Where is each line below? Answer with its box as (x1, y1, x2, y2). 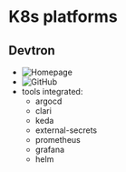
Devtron (8, 43, 55, 58)
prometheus (34, 135, 81, 145)
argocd (34, 96, 63, 106)
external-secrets (34, 125, 97, 136)
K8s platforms (8, 6, 119, 27)
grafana (34, 144, 65, 155)
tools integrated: (21, 86, 83, 96)
